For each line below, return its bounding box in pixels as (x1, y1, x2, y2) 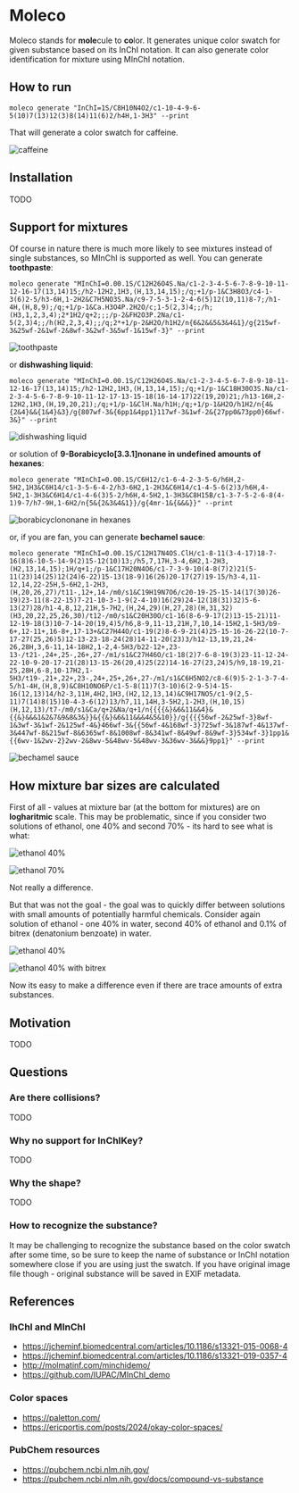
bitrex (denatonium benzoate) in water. (9, 928, 152, 938)
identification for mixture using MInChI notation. (9, 54, 186, 64)
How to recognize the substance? (9, 1220, 158, 1232)
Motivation (9, 1015, 71, 1030)
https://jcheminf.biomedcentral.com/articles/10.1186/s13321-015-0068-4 (21, 1341, 288, 1352)
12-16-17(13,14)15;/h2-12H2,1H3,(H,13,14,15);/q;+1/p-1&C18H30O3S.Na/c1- (9, 385, 290, 394)
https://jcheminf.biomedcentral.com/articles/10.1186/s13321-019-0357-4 (21, 1350, 288, 1362)
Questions (9, 1064, 69, 1080)
